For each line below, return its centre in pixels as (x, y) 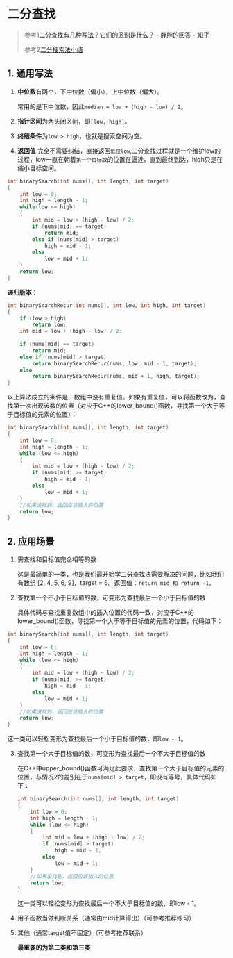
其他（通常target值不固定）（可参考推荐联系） (82, 933)
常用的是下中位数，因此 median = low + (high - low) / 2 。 (102, 106)
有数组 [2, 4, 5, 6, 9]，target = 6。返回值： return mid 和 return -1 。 (116, 583)
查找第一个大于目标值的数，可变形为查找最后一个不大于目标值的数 (111, 754)
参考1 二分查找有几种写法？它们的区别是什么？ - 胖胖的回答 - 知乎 (117, 35)
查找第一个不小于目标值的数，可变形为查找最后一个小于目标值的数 (111, 597)
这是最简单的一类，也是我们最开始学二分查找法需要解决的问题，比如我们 (120, 575)
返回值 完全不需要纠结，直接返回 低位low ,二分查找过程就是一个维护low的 (119, 151)
